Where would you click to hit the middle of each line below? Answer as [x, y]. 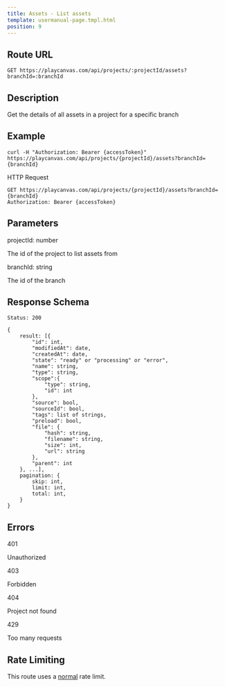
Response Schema [48, 302]
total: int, [49, 494]
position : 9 [24, 26]
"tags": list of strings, [70, 415]
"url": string [64, 451]
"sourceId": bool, [58, 409]
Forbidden [22, 584]
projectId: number [33, 240]
